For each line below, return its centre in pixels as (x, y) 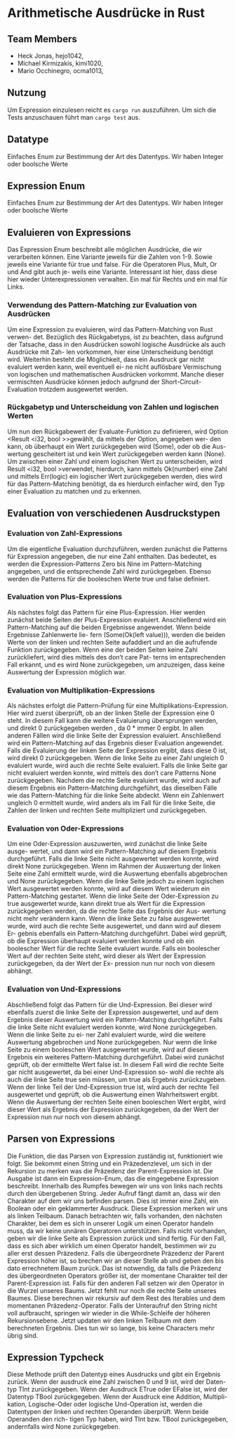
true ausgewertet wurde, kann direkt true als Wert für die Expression (106, 904)
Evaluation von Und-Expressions (64, 989)
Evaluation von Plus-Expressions (65, 597)
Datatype (28, 140)
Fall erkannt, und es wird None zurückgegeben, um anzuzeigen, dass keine (116, 664)
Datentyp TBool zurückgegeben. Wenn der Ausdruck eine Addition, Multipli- (117, 1397)
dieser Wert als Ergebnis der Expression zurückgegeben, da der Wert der (113, 1109)
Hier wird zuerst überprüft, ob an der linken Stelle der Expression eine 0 (111, 713)
